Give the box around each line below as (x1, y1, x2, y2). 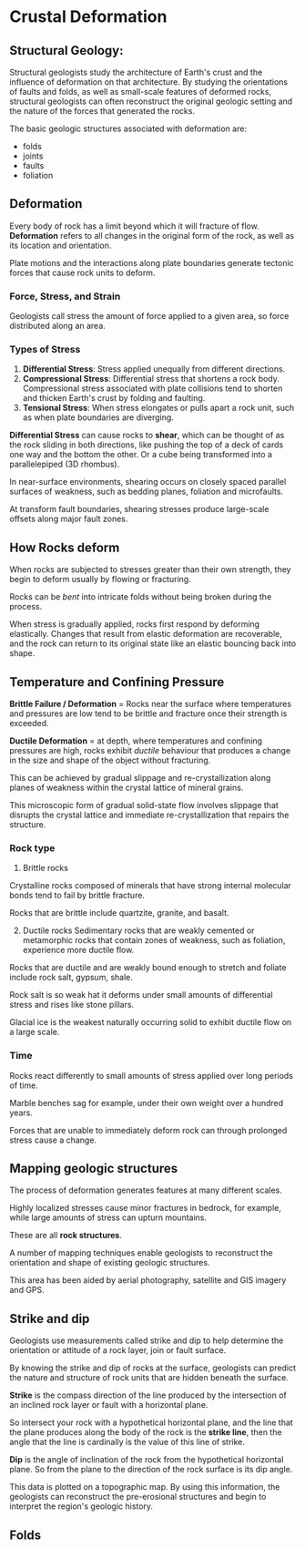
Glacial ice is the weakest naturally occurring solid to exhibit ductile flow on (9, 1017, 292, 1028)
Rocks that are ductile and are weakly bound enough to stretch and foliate (9, 962, 287, 973)
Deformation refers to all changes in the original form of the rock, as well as (9, 230, 294, 241)
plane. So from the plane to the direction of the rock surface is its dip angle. (9, 1464, 293, 1475)
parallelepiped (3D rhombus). (9, 458, 120, 470)
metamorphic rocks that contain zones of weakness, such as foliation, (22, 935, 286, 946)
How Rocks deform (9, 539, 120, 555)
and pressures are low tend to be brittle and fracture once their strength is (9, 708, 288, 719)
